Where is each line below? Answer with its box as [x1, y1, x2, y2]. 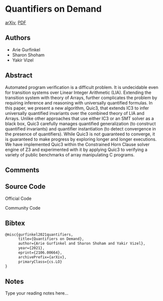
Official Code [5, 195, 32, 201]
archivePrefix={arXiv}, [18, 255, 67, 259]
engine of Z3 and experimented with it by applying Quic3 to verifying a [5, 147, 148, 152]
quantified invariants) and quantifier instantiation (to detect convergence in [5, 126, 156, 131]
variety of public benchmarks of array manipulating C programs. [5, 151, 135, 157]
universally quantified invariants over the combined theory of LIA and [5, 110, 144, 116]
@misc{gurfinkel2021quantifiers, [5, 232, 73, 237]
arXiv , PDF [5, 20, 26, 25]
